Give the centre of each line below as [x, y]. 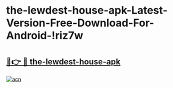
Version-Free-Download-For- [80, 23]
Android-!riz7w [45, 36]
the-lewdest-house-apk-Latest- [87, 10]
